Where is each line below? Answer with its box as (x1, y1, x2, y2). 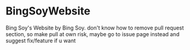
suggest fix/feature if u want (5, 37, 76, 44)
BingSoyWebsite (5, 4, 91, 18)
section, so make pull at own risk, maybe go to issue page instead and (5, 30, 180, 37)
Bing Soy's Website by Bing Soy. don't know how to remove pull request (5, 24, 184, 31)
